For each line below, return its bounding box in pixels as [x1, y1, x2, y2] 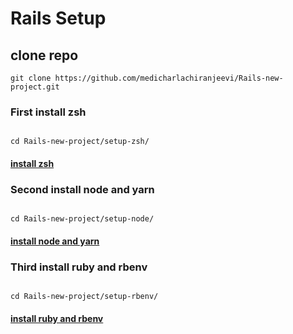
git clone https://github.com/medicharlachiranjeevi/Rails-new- [10, 73, 284, 83]
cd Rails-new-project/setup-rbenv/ [10, 292, 159, 302]
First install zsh [10, 105, 87, 119]
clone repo [10, 47, 79, 64]
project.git [10, 82, 60, 92]
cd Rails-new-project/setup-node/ [10, 214, 155, 224]
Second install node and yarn [10, 182, 155, 196]
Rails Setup [10, 7, 107, 30]
